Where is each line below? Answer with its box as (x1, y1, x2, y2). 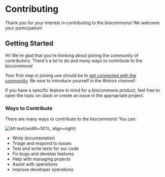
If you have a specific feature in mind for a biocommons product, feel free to (5, 87, 160, 93)
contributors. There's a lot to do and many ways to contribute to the (5, 58, 143, 64)
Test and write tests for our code (12, 145, 79, 151)
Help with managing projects (12, 156, 71, 162)
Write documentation (12, 135, 55, 141)
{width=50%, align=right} (24, 126, 76, 132)
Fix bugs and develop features (12, 151, 74, 157)
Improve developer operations (12, 167, 74, 173)
